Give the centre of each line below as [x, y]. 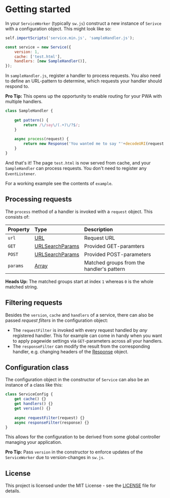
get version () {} [33, 408]
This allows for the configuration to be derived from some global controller [83, 437]
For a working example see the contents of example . [59, 183]
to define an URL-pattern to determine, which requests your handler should [83, 81]
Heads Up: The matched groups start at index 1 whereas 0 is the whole [79, 281]
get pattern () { [32, 120]
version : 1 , [27, 52]
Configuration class [37, 367]
